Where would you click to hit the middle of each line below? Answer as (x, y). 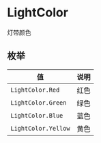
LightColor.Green (39, 103)
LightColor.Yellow (40, 128)
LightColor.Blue (37, 115)
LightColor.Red (35, 90)
